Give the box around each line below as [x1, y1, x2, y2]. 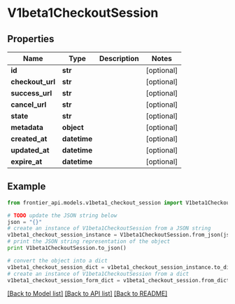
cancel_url [10, 100, 47, 110]
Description [99, 54, 139, 63]
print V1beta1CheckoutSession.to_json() [7, 244, 127, 252]
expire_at [10, 157, 43, 166]
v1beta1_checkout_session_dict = [7, 263, 105, 271]
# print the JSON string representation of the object [7, 238, 171, 245]
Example [7, 180, 46, 192]
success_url [10, 88, 52, 98]
